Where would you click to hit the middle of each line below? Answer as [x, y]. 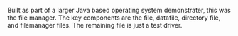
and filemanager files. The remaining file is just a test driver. [95, 25]
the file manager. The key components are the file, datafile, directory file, [114, 18]
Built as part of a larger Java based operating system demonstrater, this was [119, 10]
